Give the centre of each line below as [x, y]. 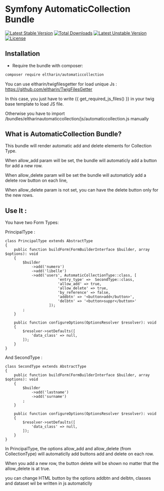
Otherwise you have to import [35, 113]
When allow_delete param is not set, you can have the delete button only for [82, 190]
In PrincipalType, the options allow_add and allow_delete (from [68, 449]
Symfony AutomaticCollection [68, 9]
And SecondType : [24, 357]
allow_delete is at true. [28, 469]
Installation [23, 54]
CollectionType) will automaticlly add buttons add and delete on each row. [80, 454]
